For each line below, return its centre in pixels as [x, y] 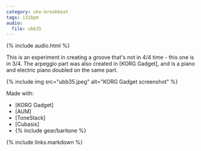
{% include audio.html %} [38, 46]
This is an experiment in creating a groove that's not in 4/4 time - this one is [100, 57]
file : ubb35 [27, 29]
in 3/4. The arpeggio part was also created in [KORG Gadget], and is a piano [101, 64]
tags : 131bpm [23, 17]
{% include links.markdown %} [45, 143]
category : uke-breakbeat [37, 12]
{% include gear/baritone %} [51, 131]
